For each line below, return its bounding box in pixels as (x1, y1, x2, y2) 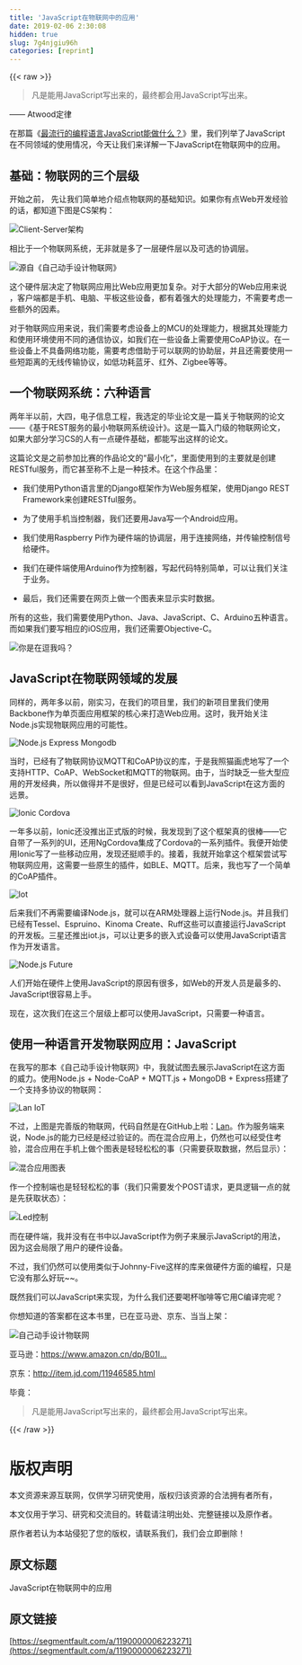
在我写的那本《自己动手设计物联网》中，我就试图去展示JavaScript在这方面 (9, 1062, 286, 1073)
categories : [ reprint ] (9, 47, 94, 56)
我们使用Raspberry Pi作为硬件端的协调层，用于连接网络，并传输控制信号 (22, 532, 291, 543)
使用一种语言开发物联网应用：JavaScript (9, 1036, 237, 1051)
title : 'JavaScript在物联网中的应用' (9, 13, 140, 22)
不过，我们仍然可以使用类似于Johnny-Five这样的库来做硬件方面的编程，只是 (9, 1262, 292, 1272)
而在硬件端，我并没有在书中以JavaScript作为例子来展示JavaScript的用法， (9, 1231, 286, 1242)
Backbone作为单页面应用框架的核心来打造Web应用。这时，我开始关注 (9, 707, 268, 719)
